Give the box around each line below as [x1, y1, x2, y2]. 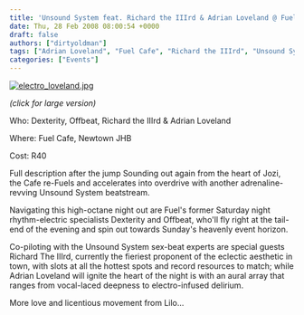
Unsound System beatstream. [39, 187, 151, 197]
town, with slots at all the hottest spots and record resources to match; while [9, 261, 294, 272]
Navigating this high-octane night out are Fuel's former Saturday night [9, 205, 271, 215]
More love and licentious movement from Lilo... [9, 298, 185, 308]
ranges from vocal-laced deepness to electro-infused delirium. [9, 280, 244, 291]
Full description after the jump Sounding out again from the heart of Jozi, [9, 168, 281, 178]
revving [9, 187, 38, 197]
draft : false [9, 30, 59, 39]
